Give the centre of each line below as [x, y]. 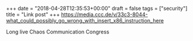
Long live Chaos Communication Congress [58, 32]
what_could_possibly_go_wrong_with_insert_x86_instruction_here [85, 20]
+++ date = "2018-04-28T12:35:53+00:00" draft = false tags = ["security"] [97, 8]
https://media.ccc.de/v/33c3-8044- [105, 14]
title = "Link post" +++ [33, 14]
